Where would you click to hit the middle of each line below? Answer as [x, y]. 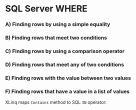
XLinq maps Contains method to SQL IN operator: [56, 102]
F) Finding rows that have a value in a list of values [67, 91]
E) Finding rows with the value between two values [68, 78]
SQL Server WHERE [46, 9]
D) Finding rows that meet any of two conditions [64, 64]
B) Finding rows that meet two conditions [56, 38]
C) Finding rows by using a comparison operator [65, 51]
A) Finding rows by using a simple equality [58, 24]
